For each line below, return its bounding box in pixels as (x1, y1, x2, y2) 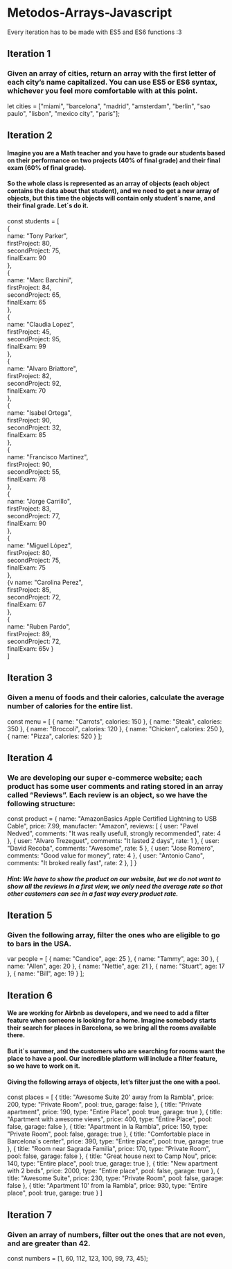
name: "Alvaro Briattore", (7, 364, 78, 373)
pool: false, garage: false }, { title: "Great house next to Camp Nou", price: (7, 1152, 217, 1160)
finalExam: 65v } (7, 644, 54, 653)
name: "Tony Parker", (7, 231, 68, 240)
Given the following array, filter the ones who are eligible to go (7, 930, 220, 940)
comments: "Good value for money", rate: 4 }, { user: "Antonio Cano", (7, 851, 204, 860)
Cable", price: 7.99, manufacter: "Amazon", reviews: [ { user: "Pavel (7, 822, 199, 831)
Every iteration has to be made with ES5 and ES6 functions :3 (7, 28, 182, 36)
